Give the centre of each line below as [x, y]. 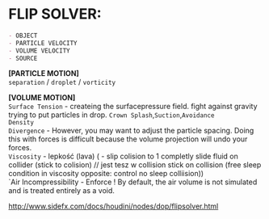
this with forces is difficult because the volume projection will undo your [128, 139]
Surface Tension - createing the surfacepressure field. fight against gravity [133, 107]
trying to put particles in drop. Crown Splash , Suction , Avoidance [111, 115]
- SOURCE [23, 58]
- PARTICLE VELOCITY [43, 43]
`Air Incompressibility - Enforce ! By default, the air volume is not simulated [133, 182]
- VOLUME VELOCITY [39, 51]
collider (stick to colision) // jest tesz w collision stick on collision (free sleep [135, 165]
